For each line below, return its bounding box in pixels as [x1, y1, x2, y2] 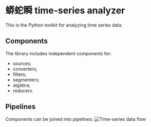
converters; [12, 66, 37, 72]
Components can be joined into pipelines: [5, 116, 93, 122]
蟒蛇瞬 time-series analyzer [5, 5, 125, 16]
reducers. [12, 88, 33, 94]
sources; [12, 60, 32, 67]
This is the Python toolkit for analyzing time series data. [5, 22, 123, 28]
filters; [12, 71, 27, 77]
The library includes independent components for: [5, 50, 112, 56]
